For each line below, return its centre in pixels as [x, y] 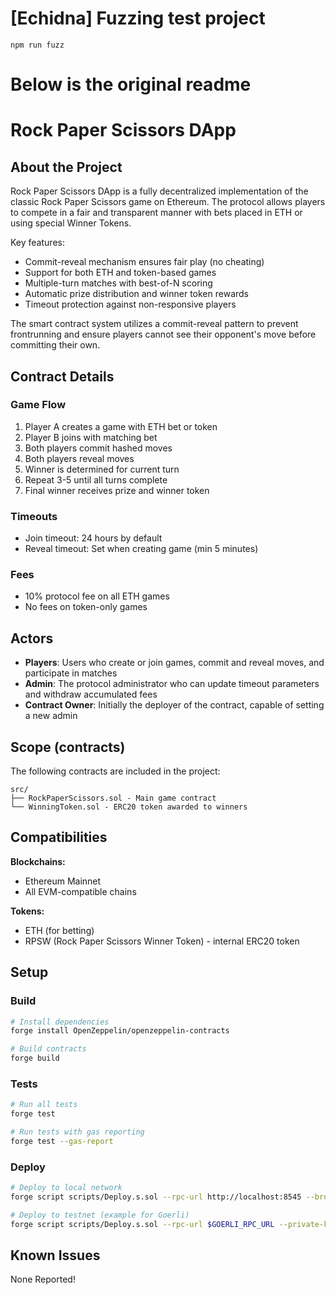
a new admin [51, 716]
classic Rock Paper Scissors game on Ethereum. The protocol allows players [168, 202]
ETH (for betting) [59, 930]
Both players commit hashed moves [98, 448]
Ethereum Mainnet [63, 881]
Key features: [37, 243]
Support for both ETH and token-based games [120, 273]
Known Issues [55, 1255]
